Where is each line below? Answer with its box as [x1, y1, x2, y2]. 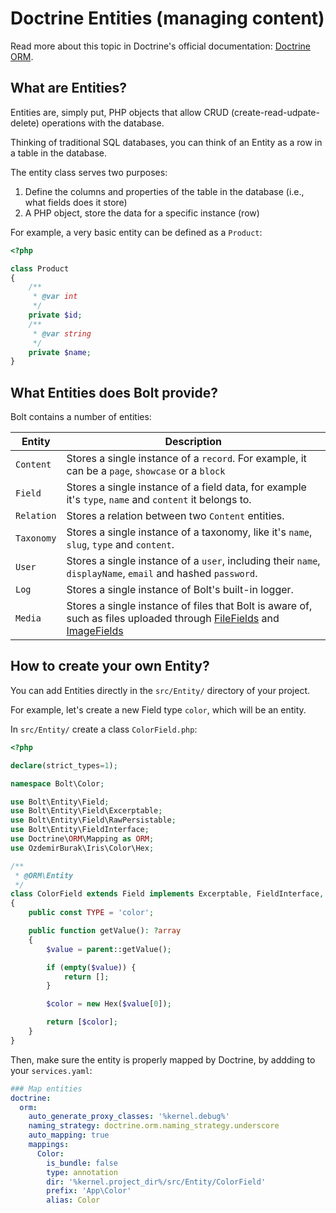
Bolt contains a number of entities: [10, 411, 152, 423]
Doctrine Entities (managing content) [10, 7, 325, 30]
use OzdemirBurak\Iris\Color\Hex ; [10, 843, 155, 853]
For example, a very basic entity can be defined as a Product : [10, 226, 263, 238]
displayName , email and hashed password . [66, 567, 258, 581]
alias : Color [46, 1195, 101, 1206]
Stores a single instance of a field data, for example [66, 480, 307, 494]
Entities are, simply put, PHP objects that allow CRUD [10, 106, 230, 118]
